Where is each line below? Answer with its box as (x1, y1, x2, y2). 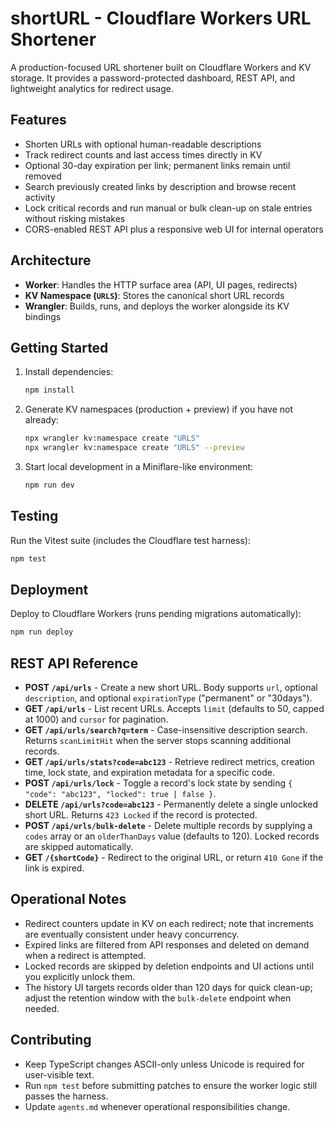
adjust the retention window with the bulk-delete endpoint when (24, 992, 292, 1004)
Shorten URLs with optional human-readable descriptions (24, 138, 262, 150)
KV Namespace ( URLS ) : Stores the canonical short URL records (24, 289, 285, 301)
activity (24, 191, 56, 203)
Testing (10, 508, 59, 525)
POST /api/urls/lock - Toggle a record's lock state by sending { (24, 777, 293, 789)
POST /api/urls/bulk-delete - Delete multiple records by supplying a (24, 820, 313, 832)
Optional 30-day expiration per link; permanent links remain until (24, 159, 291, 171)
